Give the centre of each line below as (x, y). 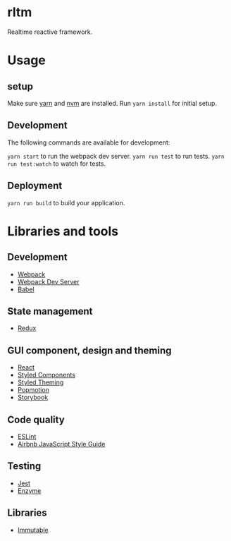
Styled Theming (40, 382)
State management (50, 311)
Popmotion (33, 390)
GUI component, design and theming (89, 350)
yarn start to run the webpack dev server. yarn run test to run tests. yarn (116, 156)
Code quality (36, 419)
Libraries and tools (63, 231)
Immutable (33, 530)
